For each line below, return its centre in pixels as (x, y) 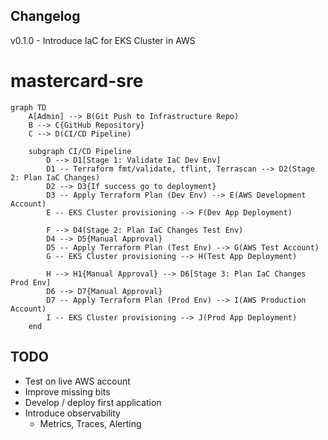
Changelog (45, 16)
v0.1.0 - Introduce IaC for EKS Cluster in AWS (103, 40)
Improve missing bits (67, 391)
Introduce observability (72, 413)
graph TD (28, 107)
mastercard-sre (77, 81)
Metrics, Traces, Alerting (90, 423)
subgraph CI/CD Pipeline (80, 151)
